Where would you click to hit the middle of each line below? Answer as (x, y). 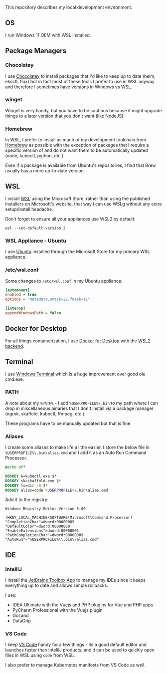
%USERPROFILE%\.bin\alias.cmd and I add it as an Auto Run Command (76, 453)
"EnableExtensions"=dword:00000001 (42, 531)
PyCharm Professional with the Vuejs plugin (57, 610)
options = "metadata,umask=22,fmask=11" (48, 299)
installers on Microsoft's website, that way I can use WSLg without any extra (83, 204)
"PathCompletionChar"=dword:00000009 (44, 535)
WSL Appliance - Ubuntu (36, 241)
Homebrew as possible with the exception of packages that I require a (77, 145)
